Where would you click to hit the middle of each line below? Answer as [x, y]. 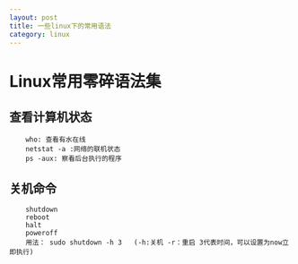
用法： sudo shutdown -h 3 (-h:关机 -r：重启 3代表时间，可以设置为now [154, 243]
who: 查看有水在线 [56, 140]
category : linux [39, 34]
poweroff [42, 234]
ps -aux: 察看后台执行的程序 [74, 159]
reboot [38, 217]
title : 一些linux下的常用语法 [61, 26]
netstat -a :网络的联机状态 [73, 149]
